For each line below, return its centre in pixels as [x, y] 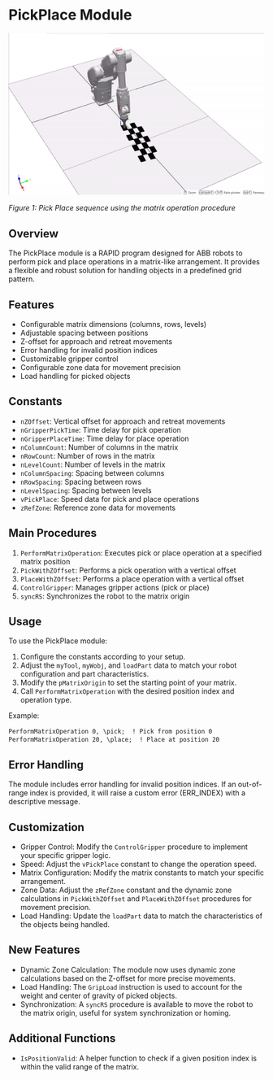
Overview [34, 233]
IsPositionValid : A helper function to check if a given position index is [139, 1058]
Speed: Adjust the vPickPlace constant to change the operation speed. [139, 864]
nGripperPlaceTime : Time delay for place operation [104, 438]
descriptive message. [45, 802]
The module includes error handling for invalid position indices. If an [122, 784]
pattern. [22, 279]
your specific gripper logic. [65, 855]
